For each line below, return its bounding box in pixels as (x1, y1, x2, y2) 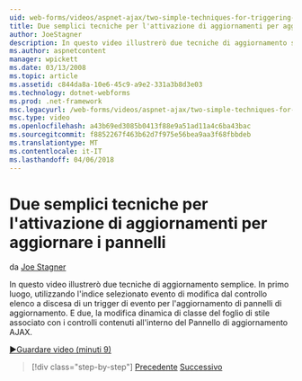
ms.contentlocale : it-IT (9, 146, 102, 155)
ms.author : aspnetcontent (9, 47, 106, 56)
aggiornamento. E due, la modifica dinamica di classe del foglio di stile (9, 307, 271, 319)
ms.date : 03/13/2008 (9, 64, 87, 73)
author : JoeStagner (9, 30, 83, 39)
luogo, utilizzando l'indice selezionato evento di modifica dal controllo (9, 288, 268, 299)
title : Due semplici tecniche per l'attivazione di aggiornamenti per (9, 22, 280, 31)
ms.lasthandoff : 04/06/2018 (9, 155, 115, 164)
